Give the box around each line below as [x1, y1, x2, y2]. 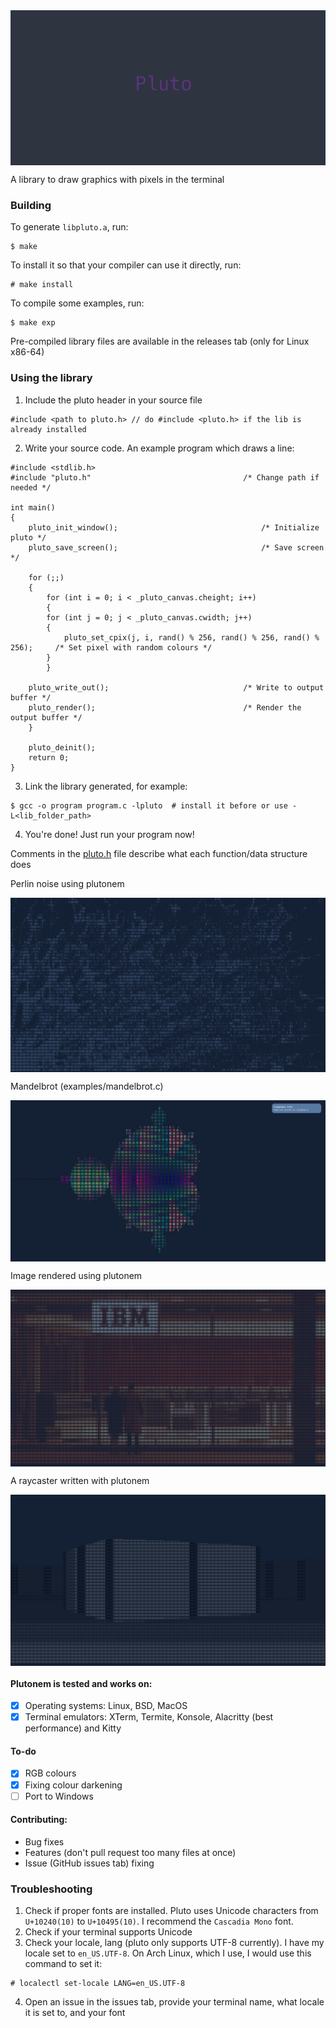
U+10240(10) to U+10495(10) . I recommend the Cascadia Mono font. [24, 1915, 294, 1928]
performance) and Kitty [24, 1722, 122, 1734]
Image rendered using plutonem [10, 1269, 143, 1281]
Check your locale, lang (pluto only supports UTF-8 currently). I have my [24, 1937, 325, 1949]
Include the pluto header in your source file [24, 394, 203, 406]
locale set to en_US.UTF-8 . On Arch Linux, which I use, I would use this [24, 1947, 312, 1959]
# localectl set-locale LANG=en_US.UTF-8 [10, 1979, 186, 1989]
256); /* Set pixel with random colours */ [10, 642, 213, 653]
